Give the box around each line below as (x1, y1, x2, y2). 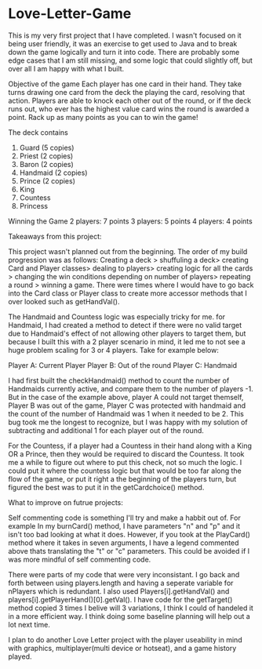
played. (8, 652, 32, 661)
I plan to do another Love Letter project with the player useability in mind (8, 634, 242, 644)
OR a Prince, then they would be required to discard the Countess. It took (8, 449, 245, 459)
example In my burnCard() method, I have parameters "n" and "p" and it (8, 521, 241, 530)
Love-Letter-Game (8, 5, 132, 23)
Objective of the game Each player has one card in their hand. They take (8, 79, 242, 89)
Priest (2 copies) (19, 151, 74, 161)
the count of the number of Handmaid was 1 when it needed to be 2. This (8, 409, 245, 418)
